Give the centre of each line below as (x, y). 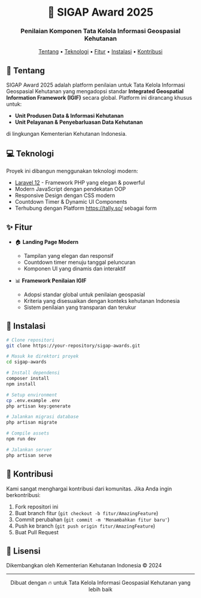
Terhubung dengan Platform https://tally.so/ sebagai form (86, 208)
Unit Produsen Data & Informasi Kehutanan (69, 116)
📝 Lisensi (23, 551)
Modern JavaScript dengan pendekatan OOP (70, 189)
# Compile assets (28, 433)
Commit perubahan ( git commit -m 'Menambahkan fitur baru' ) (92, 519)
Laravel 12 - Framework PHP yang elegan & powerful (80, 183)
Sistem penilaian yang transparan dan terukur (80, 307)
